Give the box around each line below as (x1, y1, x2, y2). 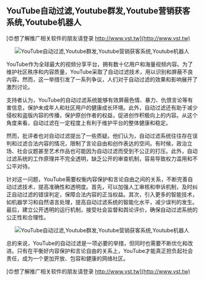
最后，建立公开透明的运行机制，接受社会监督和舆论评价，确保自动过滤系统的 (6, 206, 198, 213)
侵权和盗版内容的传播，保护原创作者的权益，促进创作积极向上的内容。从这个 (6, 112, 198, 119)
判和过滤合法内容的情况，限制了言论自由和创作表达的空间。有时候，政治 (6, 140, 187, 147)
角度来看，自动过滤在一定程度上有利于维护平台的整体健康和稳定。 (6, 119, 171, 126)
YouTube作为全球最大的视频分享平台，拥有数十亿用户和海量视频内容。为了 (6, 60, 193, 68)
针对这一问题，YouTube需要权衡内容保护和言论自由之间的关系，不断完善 (6, 176, 188, 183)
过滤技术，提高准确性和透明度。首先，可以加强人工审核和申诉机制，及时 (11, 183, 192, 190)
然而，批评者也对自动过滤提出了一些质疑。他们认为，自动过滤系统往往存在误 (6, 132, 198, 139)
